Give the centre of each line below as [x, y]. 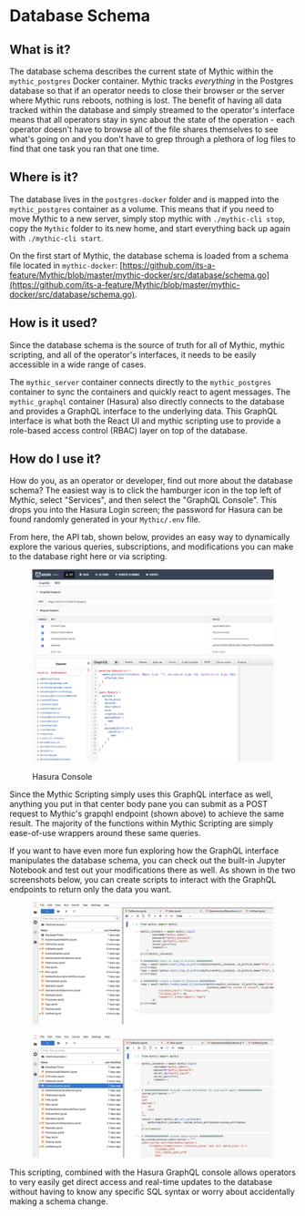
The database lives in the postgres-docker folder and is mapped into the [144, 199]
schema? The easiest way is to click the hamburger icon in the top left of [146, 490]
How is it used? [54, 323]
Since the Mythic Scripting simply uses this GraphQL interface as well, [141, 794]
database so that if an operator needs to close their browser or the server [147, 91]
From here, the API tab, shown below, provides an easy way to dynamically [150, 537]
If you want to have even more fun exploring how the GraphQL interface [144, 850]
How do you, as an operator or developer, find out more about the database [151, 481]
